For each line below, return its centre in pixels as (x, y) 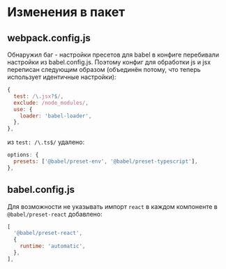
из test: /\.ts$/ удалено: (46, 142)
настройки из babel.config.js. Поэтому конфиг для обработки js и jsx (109, 62)
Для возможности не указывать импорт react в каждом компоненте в (112, 206)
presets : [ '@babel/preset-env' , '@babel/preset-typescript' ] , (106, 161)
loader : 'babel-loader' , (56, 116)
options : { (23, 155)
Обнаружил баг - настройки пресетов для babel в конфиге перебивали (113, 54)
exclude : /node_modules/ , (51, 103)
